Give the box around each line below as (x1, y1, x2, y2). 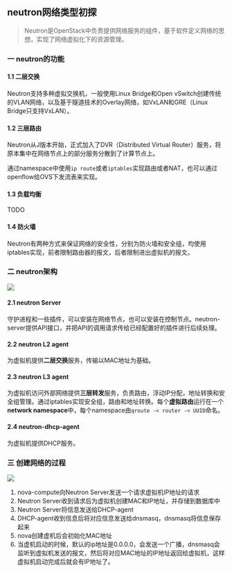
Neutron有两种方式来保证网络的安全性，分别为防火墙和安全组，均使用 (7, 239, 206, 248)
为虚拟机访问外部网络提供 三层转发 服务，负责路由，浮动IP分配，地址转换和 (7, 389, 220, 397)
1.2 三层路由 (7, 124, 42, 132)
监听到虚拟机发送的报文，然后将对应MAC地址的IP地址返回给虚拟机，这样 (17, 548, 225, 557)
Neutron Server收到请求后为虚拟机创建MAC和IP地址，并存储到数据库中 (17, 496, 220, 505)
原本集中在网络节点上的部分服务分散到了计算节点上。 (7, 149, 159, 158)
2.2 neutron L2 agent (7, 339, 69, 348)
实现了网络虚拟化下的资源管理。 (36, 35, 128, 43)
